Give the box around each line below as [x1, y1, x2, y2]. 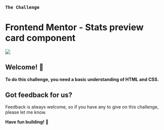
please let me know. [5, 109, 47, 115]
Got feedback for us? [5, 91, 73, 99]
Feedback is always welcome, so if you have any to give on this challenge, [5, 104, 159, 110]
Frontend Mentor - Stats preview [5, 22, 144, 33]
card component [5, 32, 76, 44]
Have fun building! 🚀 [5, 119, 49, 125]
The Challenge [5, 4, 40, 10]
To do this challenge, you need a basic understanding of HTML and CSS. [5, 76, 159, 82]
